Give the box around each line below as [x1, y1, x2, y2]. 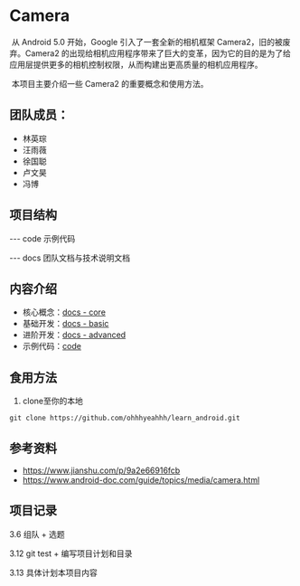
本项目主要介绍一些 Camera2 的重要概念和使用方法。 [11, 78, 209, 89]
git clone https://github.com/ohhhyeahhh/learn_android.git [9, 413, 241, 423]
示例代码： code [22, 341, 81, 352]
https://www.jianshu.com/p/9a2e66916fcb [22, 465, 181, 476]
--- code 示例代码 [9, 232, 76, 244]
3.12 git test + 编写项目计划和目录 [9, 548, 133, 559]
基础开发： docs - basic [22, 318, 109, 329]
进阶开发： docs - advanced [22, 329, 127, 340]
